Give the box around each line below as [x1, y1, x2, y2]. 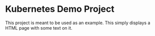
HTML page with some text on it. [5, 25, 72, 31]
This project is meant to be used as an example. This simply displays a [5, 20, 150, 26]
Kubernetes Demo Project [5, 3, 114, 15]
